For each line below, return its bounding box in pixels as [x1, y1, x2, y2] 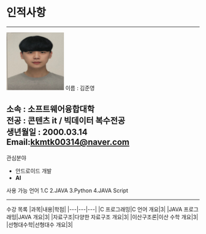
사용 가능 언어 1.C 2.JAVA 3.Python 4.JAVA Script [6, 187, 129, 194]
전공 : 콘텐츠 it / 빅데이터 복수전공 [6, 115, 126, 126]
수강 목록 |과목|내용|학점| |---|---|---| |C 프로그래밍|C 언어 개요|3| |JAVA [6, 205, 183, 213]
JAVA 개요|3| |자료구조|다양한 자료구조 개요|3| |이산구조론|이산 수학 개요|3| [18, 213, 199, 220]
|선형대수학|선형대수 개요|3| [6, 220, 73, 228]
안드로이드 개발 [15, 167, 52, 174]
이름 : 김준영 [65, 84, 95, 92]
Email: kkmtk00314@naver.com [6, 137, 130, 147]
